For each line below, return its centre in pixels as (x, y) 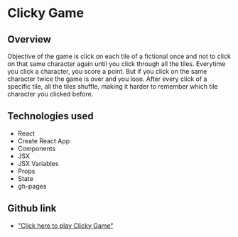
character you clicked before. (50, 94)
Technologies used (50, 116)
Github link (32, 208)
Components (37, 148)
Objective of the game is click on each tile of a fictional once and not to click (119, 56)
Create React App (44, 140)
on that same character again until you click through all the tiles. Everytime (117, 64)
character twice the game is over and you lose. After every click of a (107, 79)
